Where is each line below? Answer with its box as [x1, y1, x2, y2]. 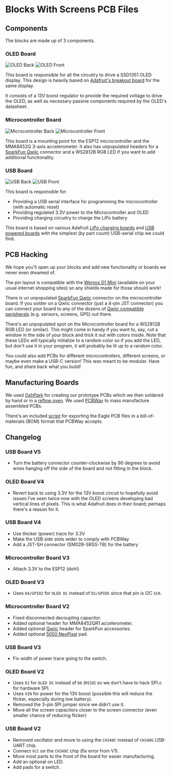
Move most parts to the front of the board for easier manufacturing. [12, 753, 155, 759]
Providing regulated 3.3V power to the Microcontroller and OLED [12, 209, 149, 216]
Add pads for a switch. [12, 764, 61, 770]
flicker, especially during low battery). [12, 696, 93, 702]
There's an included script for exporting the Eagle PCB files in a [5, 413, 139, 419]
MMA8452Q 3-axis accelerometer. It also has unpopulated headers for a [5, 143, 159, 149]
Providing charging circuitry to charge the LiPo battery [12, 214, 128, 221]
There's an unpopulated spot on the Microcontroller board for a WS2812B [5, 321, 160, 327]
